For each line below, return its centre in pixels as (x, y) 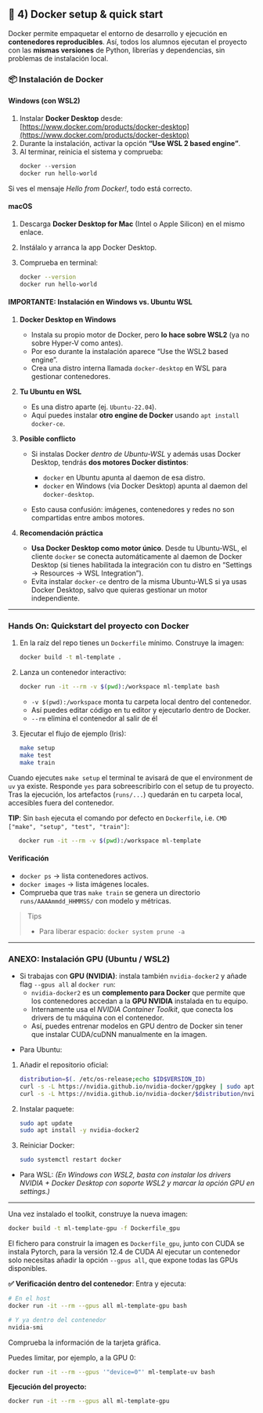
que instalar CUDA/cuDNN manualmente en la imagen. (119, 1034)
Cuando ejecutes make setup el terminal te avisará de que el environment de (130, 777)
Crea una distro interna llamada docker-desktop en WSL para (129, 368)
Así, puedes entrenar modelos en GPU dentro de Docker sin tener (137, 1026)
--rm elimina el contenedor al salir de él (94, 718)
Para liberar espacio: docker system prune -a (112, 931)
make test (36, 755)
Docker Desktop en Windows (68, 319)
